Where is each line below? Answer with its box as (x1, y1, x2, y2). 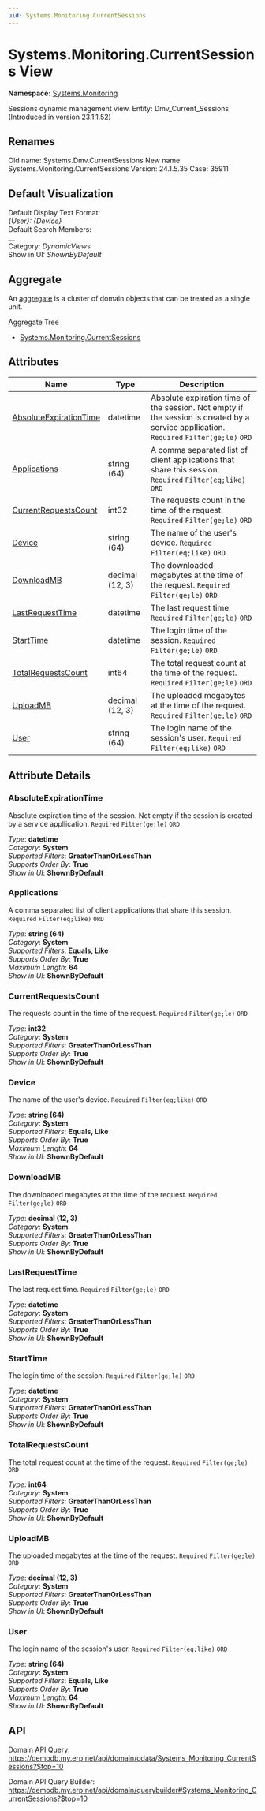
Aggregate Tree (8, 317, 59, 327)
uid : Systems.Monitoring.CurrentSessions (8, 11, 147, 20)
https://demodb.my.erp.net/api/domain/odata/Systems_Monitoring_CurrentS (8, 1753, 256, 1763)
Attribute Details (8, 769, 91, 782)
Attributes (8, 356, 59, 369)
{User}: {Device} (8, 216, 62, 226)
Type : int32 (8, 1024, 47, 1033)
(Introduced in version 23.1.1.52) (8, 112, 112, 121)
